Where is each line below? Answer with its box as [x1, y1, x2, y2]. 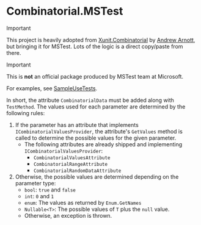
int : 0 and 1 [24, 192, 54, 199]
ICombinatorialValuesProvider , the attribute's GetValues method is [15, 127, 183, 135]
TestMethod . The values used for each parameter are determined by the [6, 102, 186, 110]
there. [6, 49, 21, 56]
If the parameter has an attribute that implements [15, 121, 139, 129]
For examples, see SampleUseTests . [6, 84, 98, 92]
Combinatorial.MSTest [6, 4, 123, 18]
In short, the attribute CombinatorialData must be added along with [6, 96, 174, 104]
